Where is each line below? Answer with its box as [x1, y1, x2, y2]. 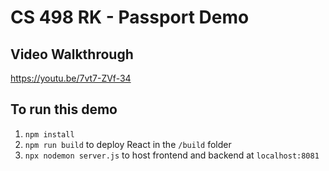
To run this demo [10, 101, 118, 118]
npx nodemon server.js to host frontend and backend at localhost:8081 [24, 149, 320, 161]
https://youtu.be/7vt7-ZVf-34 [10, 72, 132, 84]
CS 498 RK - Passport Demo [10, 6, 250, 29]
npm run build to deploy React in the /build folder [24, 138, 232, 150]
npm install [24, 129, 75, 140]
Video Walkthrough [10, 46, 134, 63]
